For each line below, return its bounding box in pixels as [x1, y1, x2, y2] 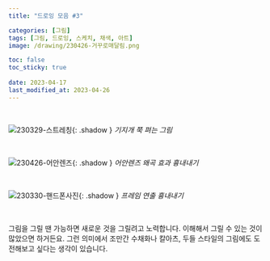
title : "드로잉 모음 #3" [8, 11, 83, 20]
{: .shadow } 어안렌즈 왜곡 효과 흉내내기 [72, 158, 200, 167]
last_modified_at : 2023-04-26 [8, 86, 111, 94]
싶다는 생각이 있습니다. [36, 243, 108, 253]
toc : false [8, 56, 45, 65]
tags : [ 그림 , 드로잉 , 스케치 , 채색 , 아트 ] [8, 34, 133, 42]
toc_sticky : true [8, 64, 67, 72]
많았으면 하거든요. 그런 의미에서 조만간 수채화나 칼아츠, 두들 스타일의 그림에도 [8, 234, 252, 243]
